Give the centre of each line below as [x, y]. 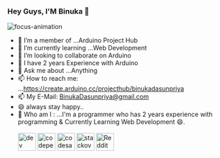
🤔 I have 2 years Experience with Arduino [78, 63]
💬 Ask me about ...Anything [57, 71]
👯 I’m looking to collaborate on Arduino [74, 55]
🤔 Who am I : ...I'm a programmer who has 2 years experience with [115, 114]
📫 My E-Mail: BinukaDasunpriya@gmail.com [83, 97]
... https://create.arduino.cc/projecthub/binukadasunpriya [101, 89]
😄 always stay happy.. [50, 107]
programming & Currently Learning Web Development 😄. [101, 122]
